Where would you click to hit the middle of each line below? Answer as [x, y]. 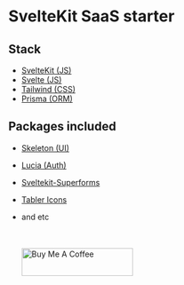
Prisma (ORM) [47, 99]
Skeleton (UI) [45, 147]
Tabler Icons [44, 199]
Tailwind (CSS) [48, 89]
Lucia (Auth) [44, 165]
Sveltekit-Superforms [60, 182]
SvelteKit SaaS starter [92, 16]
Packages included [62, 127]
